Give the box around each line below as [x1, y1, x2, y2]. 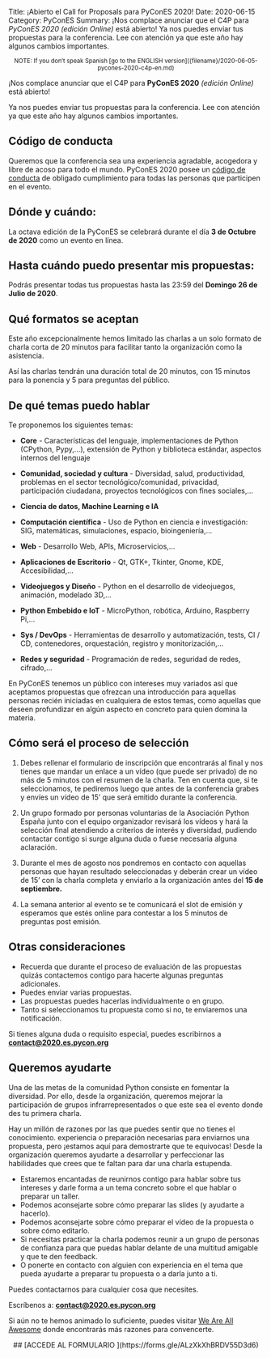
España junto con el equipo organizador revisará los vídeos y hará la [19, 817, 248, 826]
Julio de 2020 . [8, 289, 58, 299]
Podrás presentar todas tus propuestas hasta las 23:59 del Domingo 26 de [8, 280, 258, 290]
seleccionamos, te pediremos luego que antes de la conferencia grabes [19, 783, 259, 793]
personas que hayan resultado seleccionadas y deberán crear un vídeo [19, 866, 258, 876]
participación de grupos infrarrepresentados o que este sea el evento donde [8, 1100, 264, 1110]
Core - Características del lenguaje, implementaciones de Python [19, 436, 239, 446]
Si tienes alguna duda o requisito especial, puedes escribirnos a [8, 1029, 222, 1038]
